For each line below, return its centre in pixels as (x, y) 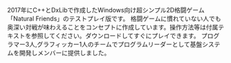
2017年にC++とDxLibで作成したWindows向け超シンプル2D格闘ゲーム (106, 10)
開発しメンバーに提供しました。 (65, 53)
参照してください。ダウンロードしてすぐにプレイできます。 (115, 36)
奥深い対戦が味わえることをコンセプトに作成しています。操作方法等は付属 (113, 27)
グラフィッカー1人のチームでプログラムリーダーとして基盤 (120, 44)
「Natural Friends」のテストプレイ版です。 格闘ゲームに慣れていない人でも (114, 18)
